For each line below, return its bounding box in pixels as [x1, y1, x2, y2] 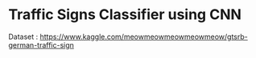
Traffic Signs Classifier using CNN [8, 6, 242, 24]
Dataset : [8, 32, 39, 41]
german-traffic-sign [8, 40, 75, 49]
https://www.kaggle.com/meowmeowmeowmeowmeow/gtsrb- [39, 32, 248, 41]
